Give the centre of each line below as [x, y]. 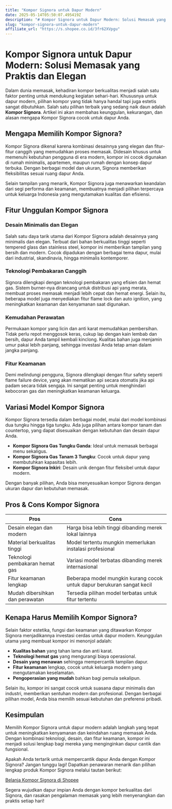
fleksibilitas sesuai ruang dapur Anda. [45, 173]
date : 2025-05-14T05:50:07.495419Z [43, 15]
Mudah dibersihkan [31, 593]
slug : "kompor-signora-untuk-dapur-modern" [52, 24]
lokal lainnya [81, 534]
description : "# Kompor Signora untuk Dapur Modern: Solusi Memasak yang [86, 19]
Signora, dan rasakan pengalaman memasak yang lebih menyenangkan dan [85, 795]
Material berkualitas [32, 542]
